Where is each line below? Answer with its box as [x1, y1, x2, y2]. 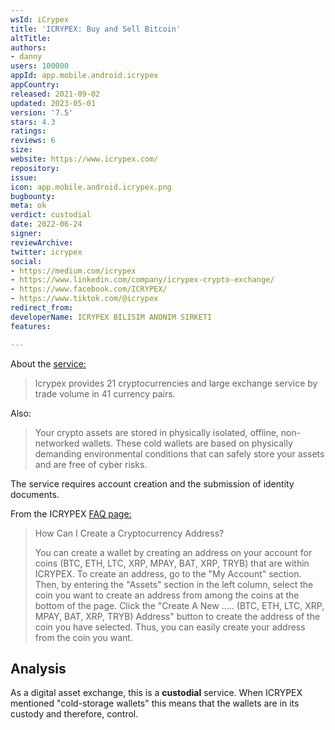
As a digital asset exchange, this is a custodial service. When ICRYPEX [10, 687, 303, 699]
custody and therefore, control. [10, 708, 139, 720]
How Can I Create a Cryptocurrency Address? [34, 527, 225, 539]
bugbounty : [10, 191, 56, 201]
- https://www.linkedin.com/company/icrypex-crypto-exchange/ [10, 275, 275, 285]
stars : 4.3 [10, 117, 56, 127]
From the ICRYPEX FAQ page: [10, 507, 132, 520]
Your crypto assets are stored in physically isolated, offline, [34, 426, 279, 438]
